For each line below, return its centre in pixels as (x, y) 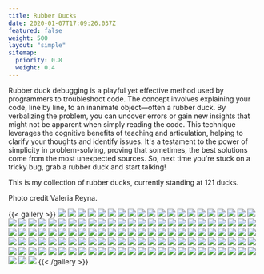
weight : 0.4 (36, 68)
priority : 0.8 (39, 61)
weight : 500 (28, 38)
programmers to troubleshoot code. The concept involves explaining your (130, 99)
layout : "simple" (37, 46)
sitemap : (23, 53)
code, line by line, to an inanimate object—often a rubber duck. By (117, 107)
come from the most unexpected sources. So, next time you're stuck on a (129, 158)
